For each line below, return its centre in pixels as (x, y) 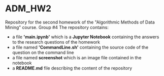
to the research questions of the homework (56, 42)
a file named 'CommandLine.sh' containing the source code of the (80, 47)
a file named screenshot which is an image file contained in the (77, 57)
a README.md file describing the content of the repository (72, 68)
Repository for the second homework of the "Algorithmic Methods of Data (80, 22)
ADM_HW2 (28, 9)
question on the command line (43, 52)
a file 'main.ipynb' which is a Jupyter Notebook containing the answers (85, 37)
